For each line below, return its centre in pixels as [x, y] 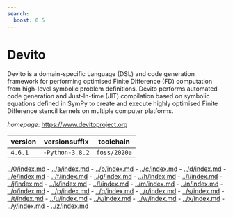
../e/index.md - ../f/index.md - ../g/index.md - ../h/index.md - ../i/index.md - [115, 177]
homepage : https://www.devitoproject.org [67, 125]
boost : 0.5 [29, 20]
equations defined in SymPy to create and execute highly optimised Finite [113, 104]
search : [18, 14]
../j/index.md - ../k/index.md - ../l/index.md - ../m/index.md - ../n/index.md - [115, 184]
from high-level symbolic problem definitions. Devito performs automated [112, 89]
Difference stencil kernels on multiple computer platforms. [90, 111]
